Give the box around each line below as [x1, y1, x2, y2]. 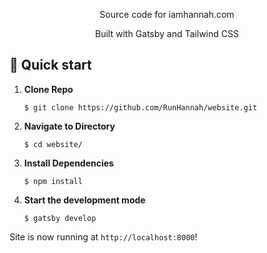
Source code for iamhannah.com [99, 9, 235, 20]
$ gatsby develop [23, 213, 97, 223]
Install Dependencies [23, 157, 114, 169]
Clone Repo [23, 83, 74, 95]
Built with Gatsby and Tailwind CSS [95, 28, 239, 39]
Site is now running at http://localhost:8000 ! [9, 230, 198, 243]
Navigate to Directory [23, 120, 116, 132]
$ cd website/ [23, 139, 83, 149]
